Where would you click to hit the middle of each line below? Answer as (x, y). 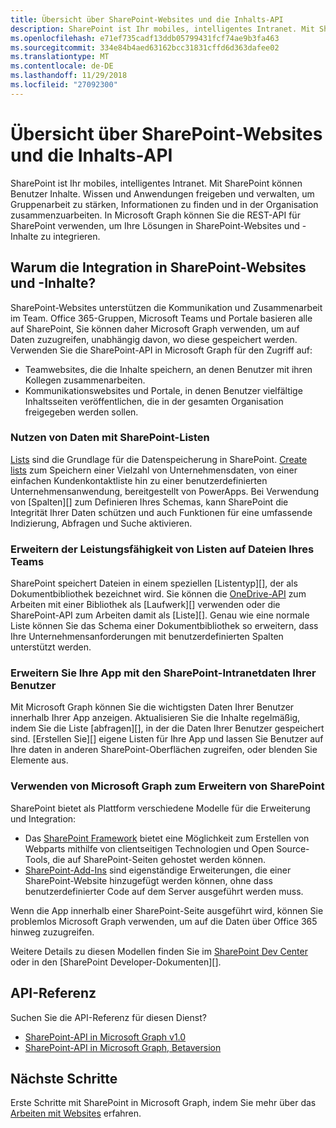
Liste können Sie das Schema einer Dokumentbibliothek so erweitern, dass (164, 626)
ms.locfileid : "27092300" (64, 85)
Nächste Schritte (64, 1078)
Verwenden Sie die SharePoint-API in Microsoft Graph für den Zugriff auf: (161, 350)
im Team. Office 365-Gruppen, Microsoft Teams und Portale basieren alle (161, 318)
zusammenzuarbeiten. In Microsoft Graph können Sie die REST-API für (155, 215)
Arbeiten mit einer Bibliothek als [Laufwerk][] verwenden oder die (145, 605)
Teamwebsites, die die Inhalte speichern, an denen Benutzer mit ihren (168, 369)
